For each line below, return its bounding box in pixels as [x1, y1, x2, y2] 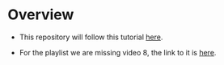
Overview [7, 6, 74, 24]
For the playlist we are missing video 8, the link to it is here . [19, 47, 217, 57]
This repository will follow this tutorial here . [19, 32, 163, 42]
